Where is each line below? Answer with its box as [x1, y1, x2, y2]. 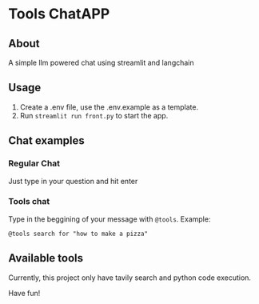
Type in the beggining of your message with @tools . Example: [8, 214, 211, 224]
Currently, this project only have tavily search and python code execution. [8, 273, 252, 282]
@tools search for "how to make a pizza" [8, 230, 149, 238]
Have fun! [8, 288, 41, 298]
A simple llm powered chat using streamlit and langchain [8, 58, 194, 67]
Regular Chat [8, 158, 61, 169]
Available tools [8, 251, 84, 265]
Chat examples [8, 134, 86, 148]
